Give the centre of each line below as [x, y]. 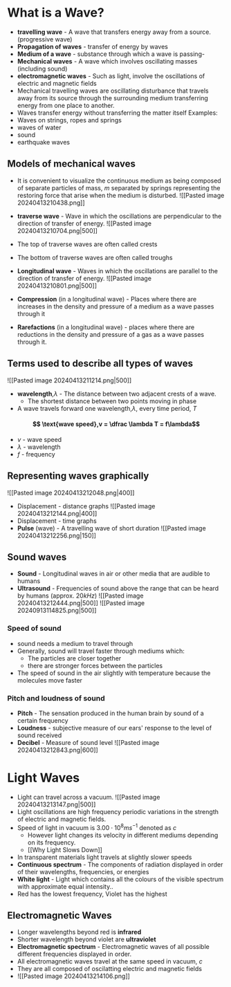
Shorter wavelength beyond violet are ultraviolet [87, 939]
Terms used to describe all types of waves [100, 363]
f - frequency [36, 454]
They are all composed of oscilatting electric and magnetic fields [110, 969]
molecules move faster [50, 680]
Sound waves [37, 557]
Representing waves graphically [78, 476]
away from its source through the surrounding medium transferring [113, 98]
